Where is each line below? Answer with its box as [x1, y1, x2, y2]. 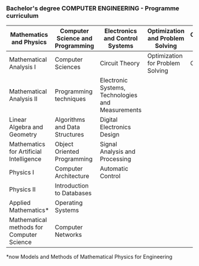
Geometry [9, 131, 37, 139]
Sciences [54, 63, 81, 71]
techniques [54, 95, 86, 103]
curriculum [6, 11, 39, 20]
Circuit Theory [99, 59, 140, 68]
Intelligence [9, 155, 41, 163]
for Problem [147, 59, 181, 68]
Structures [54, 131, 84, 139]
